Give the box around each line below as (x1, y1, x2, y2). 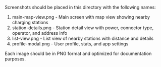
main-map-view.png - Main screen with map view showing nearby (12, 14, 150, 20)
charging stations (12, 20, 48, 25)
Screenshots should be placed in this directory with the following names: (5, 5, 156, 10)
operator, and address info (12, 30, 68, 36)
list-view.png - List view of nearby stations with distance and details (12, 35, 154, 41)
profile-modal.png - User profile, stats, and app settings (12, 41, 129, 47)
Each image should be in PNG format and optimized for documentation (5, 50, 152, 56)
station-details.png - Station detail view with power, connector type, (12, 25, 154, 31)
